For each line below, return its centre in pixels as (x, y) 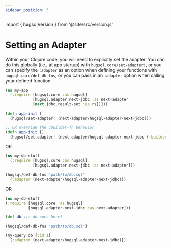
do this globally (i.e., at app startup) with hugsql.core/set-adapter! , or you (83, 65)
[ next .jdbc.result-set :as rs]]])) (70, 104)
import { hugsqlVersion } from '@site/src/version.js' (59, 24)
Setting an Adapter (46, 45)
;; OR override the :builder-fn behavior (50, 127)
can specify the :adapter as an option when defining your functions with (81, 70)
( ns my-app (17, 90)
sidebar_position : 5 (27, 10)
